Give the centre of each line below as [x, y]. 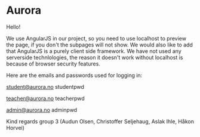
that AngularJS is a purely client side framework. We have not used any [94, 51]
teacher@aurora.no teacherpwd [45, 98]
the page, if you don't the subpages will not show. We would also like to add [99, 45]
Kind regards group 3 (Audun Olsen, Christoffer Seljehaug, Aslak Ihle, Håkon [100, 121]
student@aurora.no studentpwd [45, 86]
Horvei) [16, 127]
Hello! [13, 27]
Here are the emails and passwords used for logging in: [74, 75]
